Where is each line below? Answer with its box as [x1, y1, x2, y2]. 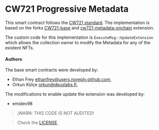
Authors [5, 56, 23, 62]
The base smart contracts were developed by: [5, 67, 99, 73]
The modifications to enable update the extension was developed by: [5, 91, 145, 97]
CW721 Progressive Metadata [5, 3, 129, 15]
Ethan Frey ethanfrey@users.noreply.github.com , [12, 77, 112, 82]
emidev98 [12, 101, 33, 106]
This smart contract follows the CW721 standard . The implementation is [5, 20, 150, 26]
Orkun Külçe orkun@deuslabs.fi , [12, 82, 78, 88]
